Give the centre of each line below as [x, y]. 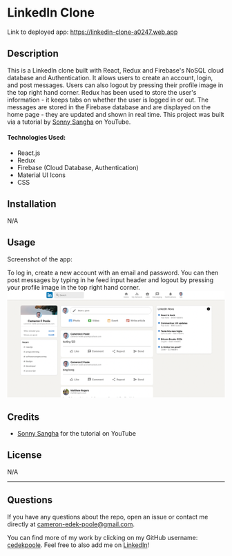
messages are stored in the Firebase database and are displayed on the [109, 107]
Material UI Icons [41, 175]
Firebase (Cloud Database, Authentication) [78, 167]
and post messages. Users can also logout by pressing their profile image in [115, 85]
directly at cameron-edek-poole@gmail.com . [71, 524]
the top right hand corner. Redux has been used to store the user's [102, 92]
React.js [29, 153]
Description [33, 54]
